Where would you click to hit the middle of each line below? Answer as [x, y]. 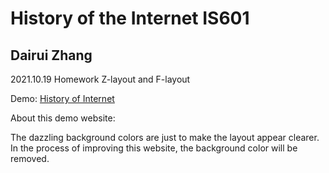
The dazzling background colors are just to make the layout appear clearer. [165, 137]
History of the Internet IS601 [130, 18]
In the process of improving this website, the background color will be [154, 148]
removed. [30, 158]
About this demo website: [63, 118]
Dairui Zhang [51, 55]
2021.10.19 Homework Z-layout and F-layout [100, 79]
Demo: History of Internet [62, 98]
